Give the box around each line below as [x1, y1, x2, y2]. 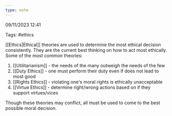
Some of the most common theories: [5, 52, 83, 59]
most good [12, 73, 36, 80]
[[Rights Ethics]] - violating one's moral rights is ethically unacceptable [12, 79, 163, 85]
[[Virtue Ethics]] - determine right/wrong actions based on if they [12, 84, 151, 90]
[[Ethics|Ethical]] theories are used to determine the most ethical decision [5, 42, 161, 48]
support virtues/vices [12, 89, 59, 95]
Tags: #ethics [5, 31, 34, 37]
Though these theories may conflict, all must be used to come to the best [5, 100, 160, 106]
